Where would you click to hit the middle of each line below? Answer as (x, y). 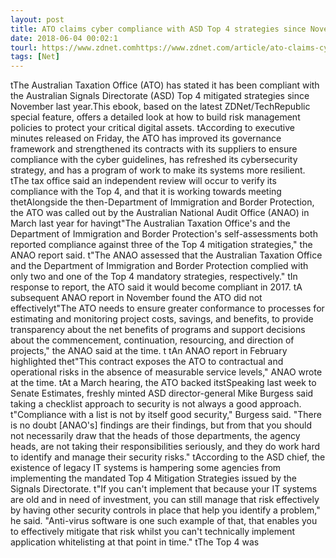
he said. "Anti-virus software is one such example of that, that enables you (164, 521)
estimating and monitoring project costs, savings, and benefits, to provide (162, 319)
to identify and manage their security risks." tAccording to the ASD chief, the (168, 457)
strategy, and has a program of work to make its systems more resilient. (158, 170)
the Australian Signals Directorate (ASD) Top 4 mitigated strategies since (160, 96)
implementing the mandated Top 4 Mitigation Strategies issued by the (154, 478)
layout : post (37, 19)
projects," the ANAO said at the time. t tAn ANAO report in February (149, 351)
